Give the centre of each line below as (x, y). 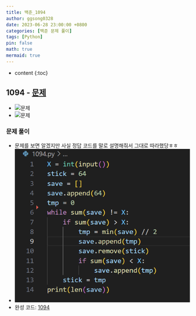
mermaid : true (23, 55)
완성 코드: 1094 (32, 307)
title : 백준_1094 (26, 12)
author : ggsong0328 (30, 18)
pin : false (19, 43)
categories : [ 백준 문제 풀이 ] (39, 31)
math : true (19, 50)
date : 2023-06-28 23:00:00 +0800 (47, 25)
